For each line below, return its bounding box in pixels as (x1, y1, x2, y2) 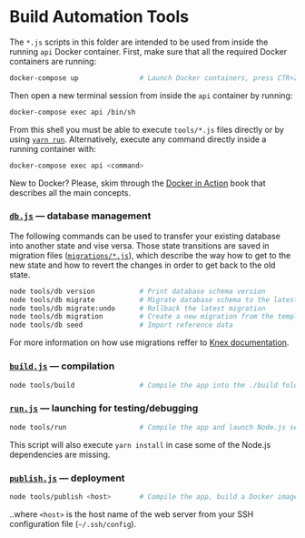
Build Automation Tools (9, 6, 189, 27)
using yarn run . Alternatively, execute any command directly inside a (9, 134, 267, 145)
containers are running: (9, 56, 97, 66)
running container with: (9, 143, 97, 154)
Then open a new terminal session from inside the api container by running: (9, 89, 293, 101)
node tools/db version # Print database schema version (9, 287, 266, 296)
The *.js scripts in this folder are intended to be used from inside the (9, 36, 269, 47)
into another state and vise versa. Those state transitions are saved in (9, 239, 270, 251)
